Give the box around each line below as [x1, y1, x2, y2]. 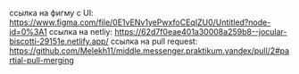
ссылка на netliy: [48, 27, 113, 37]
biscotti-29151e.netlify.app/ [9, 36, 109, 46]
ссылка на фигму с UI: [9, 8, 94, 18]
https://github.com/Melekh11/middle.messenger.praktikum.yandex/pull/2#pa [9, 45, 290, 56]
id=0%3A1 [9, 27, 47, 37]
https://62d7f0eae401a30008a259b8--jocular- [114, 27, 287, 37]
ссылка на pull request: [110, 36, 198, 46]
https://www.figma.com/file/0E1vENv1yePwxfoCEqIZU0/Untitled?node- [9, 17, 271, 28]
